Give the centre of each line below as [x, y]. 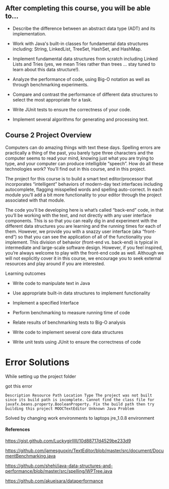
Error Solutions [37, 362]
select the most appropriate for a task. [52, 100]
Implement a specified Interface [46, 303]
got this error [19, 386]
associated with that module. [35, 200]
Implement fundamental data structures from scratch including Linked [85, 59]
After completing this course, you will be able [78, 8]
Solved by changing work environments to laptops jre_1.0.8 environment [80, 418]
